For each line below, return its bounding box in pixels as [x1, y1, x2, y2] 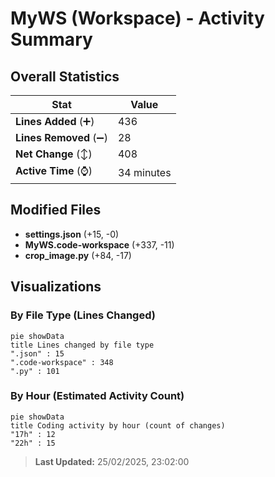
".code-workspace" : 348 [10, 357, 114, 367]
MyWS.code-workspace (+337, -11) [24, 238, 175, 251]
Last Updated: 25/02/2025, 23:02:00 [34, 455, 190, 467]
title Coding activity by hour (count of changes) [10, 420, 226, 431]
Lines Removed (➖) [15, 131, 108, 144]
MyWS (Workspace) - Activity [10, 7, 265, 30]
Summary [10, 28, 93, 51]
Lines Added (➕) [15, 115, 95, 128]
